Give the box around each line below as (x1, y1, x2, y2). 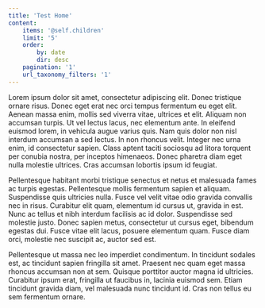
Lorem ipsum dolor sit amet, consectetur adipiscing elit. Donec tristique (8, 92, 242, 102)
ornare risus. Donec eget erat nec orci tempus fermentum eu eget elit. (8, 101, 237, 110)
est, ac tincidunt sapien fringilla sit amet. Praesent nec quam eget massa (8, 258, 246, 268)
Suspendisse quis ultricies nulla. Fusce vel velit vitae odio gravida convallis (8, 192, 253, 202)
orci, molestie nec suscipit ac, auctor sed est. (8, 234, 156, 244)
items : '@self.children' (22, 26, 105, 34)
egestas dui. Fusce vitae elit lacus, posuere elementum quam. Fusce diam (8, 225, 250, 235)
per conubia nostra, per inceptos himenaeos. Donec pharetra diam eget (8, 152, 242, 161)
